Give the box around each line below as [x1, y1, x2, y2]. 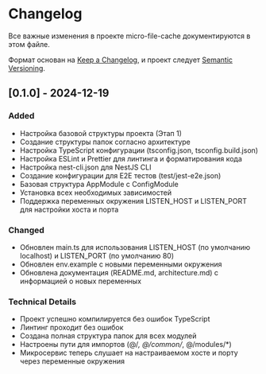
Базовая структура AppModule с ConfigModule [19, 179, 179, 189]
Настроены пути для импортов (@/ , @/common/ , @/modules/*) [19, 340, 232, 349]
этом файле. [8, 39, 50, 49]
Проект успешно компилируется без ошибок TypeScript [19, 314, 210, 324]
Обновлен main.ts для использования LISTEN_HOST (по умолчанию [19, 242, 251, 251]
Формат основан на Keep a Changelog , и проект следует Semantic [8, 55, 233, 64]
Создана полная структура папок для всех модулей [19, 331, 197, 341]
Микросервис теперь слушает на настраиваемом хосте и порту [19, 348, 238, 358]
